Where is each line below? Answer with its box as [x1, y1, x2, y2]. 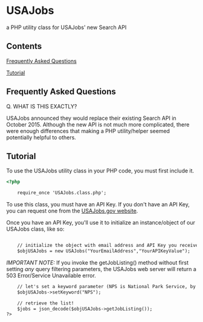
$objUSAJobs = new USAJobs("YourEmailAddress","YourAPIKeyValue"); [17, 248, 190, 254]
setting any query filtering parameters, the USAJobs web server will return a [6, 265, 196, 272]
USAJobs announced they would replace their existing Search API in [6, 114, 176, 122]
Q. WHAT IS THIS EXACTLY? [6, 102, 77, 110]
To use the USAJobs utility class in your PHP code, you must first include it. [6, 167, 195, 174]
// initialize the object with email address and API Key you [17, 243, 177, 249]
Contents [6, 41, 42, 51]
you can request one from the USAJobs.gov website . [6, 207, 138, 215]
